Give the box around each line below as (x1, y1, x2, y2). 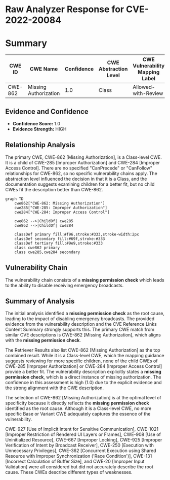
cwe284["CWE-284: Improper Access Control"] (14, 210, 110, 215)
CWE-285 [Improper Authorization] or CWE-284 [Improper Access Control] (5, 363, 162, 369)
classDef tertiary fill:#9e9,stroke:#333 (14, 241, 103, 246)
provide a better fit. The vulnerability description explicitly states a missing (5, 369, 162, 375)
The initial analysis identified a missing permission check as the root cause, (5, 311, 164, 317)
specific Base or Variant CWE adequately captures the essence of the (5, 411, 151, 417)
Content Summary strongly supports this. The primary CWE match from (5, 326, 155, 333)
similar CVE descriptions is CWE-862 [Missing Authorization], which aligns (5, 332, 161, 338)
